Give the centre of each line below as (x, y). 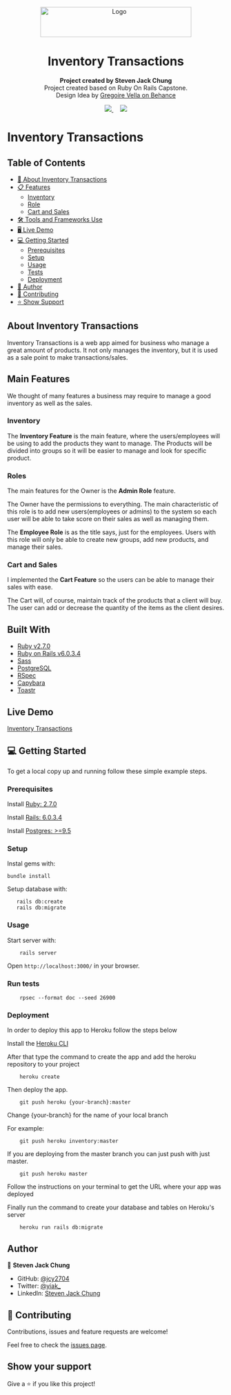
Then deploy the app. (38, 1090)
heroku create (40, 1077)
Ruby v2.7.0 (34, 646)
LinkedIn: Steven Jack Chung (59, 1294)
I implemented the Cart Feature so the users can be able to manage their (111, 580)
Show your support (49, 1367)
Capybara (31, 683)
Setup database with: (37, 889)
